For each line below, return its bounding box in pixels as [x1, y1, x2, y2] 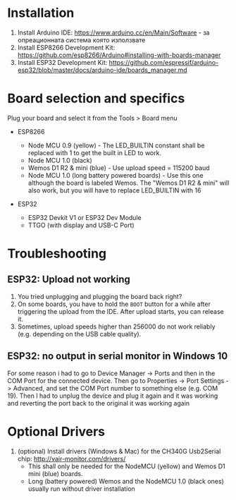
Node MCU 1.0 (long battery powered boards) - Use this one [27, 171, 204, 179]
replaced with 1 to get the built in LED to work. [27, 148, 162, 157]
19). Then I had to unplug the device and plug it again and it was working [7, 391, 218, 400]
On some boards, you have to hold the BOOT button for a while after [17, 300, 211, 308]
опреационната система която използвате [17, 35, 146, 44]
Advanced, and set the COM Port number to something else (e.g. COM [13, 384, 218, 392]
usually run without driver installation [27, 484, 135, 493]
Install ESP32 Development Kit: [17, 58, 108, 66]
